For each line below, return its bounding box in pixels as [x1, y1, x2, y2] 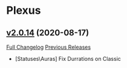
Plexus [6, 4, 41, 17]
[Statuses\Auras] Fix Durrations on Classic [15, 55, 121, 62]
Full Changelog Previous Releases [6, 43, 91, 51]
